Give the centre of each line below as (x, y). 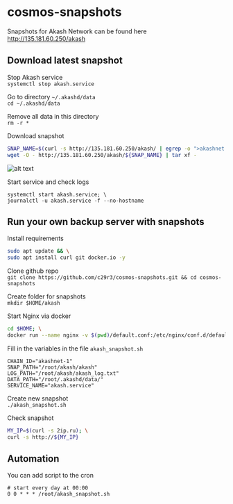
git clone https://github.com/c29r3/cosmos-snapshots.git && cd (102, 278)
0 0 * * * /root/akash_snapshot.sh (59, 494)
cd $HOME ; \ (24, 329)
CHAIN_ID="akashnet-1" (40, 361)
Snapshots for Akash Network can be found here (77, 31)
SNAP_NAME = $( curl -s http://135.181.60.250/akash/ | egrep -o (99, 149)
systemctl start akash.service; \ (57, 194)
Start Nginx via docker (39, 316)
